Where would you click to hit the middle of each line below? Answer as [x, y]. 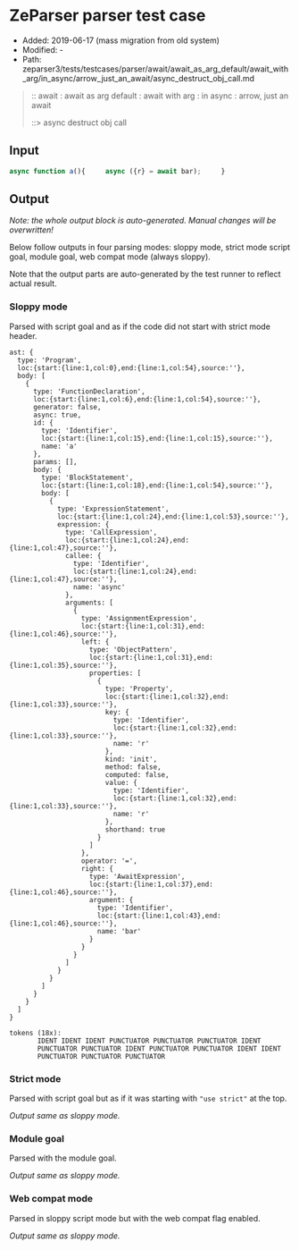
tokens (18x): [36, 1033]
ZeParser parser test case [108, 16]
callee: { [83, 555]
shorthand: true [135, 829]
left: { [95, 642]
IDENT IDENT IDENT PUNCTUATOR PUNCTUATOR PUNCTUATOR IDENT [149, 1041]
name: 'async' [99, 587]
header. [23, 335]
